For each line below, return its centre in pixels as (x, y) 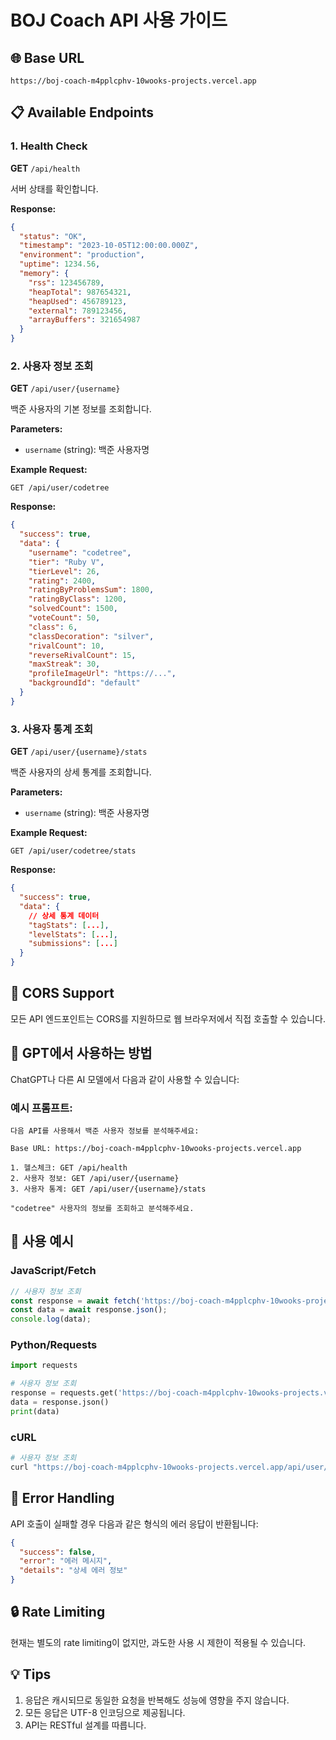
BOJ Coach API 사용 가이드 (119, 20)
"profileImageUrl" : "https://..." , (102, 674)
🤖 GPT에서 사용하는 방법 (81, 1053)
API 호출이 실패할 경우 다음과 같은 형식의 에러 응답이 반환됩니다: (134, 1523)
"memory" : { (44, 274)
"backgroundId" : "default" (84, 683)
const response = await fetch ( (75, 1301)
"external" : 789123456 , (78, 311)
